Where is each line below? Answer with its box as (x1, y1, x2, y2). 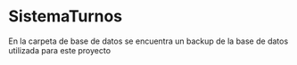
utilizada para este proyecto (8, 45, 111, 55)
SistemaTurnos (8, 6, 123, 27)
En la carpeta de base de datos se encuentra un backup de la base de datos (8, 36, 289, 46)
